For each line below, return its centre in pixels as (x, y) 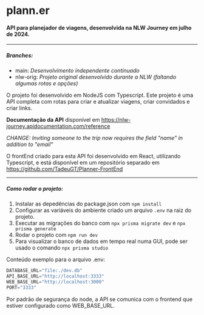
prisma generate (36, 229)
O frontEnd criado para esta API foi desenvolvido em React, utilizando (93, 156)
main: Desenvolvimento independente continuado (77, 71)
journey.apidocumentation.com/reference (58, 126)
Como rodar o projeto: (35, 188)
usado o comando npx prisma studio (61, 248)
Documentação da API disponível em (53, 120)
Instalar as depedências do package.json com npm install (88, 204)
